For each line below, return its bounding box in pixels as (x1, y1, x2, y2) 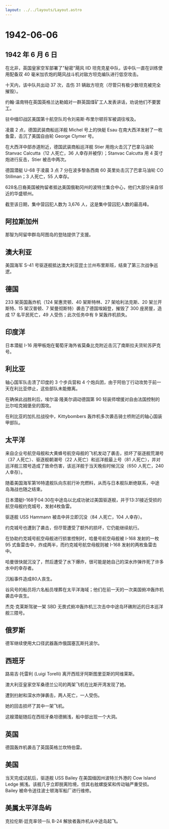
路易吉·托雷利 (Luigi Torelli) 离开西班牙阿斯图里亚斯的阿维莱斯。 (5, 671, 137, 677)
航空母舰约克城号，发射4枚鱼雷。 (5, 503, 74, 509)
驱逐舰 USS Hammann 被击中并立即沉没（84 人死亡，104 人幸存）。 (5, 513, 145, 520)
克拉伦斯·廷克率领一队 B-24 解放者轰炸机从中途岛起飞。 (5, 818, 121, 824)
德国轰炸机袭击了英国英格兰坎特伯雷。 (5, 744, 84, 750)
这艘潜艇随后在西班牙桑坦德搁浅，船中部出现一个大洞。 (5, 714, 120, 720)
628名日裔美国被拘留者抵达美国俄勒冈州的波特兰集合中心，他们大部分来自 (5, 184, 159, 190)
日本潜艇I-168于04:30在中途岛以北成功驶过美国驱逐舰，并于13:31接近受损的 (5, 497, 162, 503)
